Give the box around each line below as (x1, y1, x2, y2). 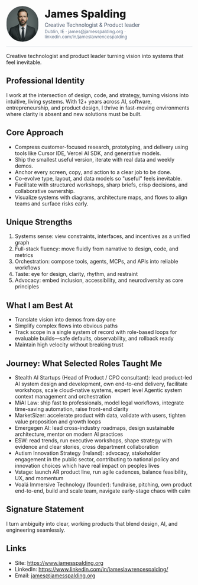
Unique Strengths (6, 217, 73, 227)
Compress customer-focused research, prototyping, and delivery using (14, 143, 189, 150)
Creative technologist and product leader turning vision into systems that (6, 53, 184, 59)
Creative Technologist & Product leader (44, 21, 141, 28)
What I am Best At (6, 300, 73, 310)
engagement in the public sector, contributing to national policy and (14, 456, 180, 463)
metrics (14, 252, 34, 259)
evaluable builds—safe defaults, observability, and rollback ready (14, 335, 174, 342)
